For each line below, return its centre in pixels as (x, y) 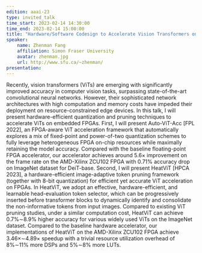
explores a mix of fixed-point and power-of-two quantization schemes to (96, 136)
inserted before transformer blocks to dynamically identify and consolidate (99, 200)
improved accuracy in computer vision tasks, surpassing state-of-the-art (96, 92)
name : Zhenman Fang (41, 46)
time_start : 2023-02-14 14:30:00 (48, 23)
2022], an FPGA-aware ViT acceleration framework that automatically (93, 130)
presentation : (24, 68)
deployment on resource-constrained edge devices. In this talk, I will (91, 111)
